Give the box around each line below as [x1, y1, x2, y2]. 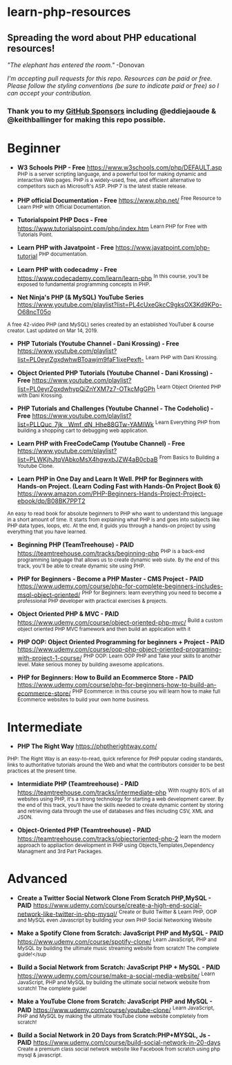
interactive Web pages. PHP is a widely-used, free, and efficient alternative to [17, 176, 202, 183]
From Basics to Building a [159, 454, 220, 461]
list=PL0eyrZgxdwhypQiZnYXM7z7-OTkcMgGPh [17, 385, 155, 393]
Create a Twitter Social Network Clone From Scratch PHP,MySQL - [17, 893, 212, 902]
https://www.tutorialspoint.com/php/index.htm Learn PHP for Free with [17, 223, 207, 233]
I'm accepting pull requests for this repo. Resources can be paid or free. [7, 74, 213, 82]
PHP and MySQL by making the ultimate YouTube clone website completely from [17, 1013, 209, 1020]
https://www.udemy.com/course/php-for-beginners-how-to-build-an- [17, 680, 217, 689]
